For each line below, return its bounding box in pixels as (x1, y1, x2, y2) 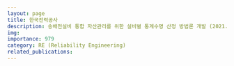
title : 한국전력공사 (7, 16, 58, 23)
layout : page (7, 10, 45, 17)
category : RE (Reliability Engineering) (7, 42, 127, 49)
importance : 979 (7, 36, 54, 43)
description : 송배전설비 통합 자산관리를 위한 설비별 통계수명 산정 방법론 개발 (7, 23, 207, 30)
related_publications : (7, 49, 73, 56)
